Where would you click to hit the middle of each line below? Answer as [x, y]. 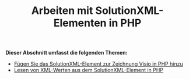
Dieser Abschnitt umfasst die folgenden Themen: [66, 53]
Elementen [80, 23]
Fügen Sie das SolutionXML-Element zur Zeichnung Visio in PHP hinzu [98, 64]
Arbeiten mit [62, 11]
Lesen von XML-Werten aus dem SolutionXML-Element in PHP [89, 70]
